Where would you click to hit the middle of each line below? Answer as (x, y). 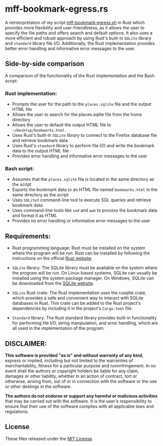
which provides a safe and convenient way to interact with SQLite (78, 298)
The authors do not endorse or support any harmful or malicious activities (81, 396)
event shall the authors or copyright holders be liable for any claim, (72, 371)
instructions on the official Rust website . (52, 258)
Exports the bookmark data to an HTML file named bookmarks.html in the (85, 190)
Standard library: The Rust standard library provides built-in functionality (84, 318)
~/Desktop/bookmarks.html (38, 130)
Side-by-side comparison (45, 64)
